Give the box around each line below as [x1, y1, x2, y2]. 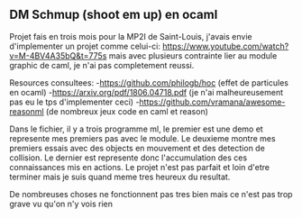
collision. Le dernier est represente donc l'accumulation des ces [9, 152, 248, 163]
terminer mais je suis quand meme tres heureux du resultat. [9, 171, 231, 182]
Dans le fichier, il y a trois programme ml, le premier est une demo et [9, 123, 263, 134]
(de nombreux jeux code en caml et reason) [45, 105, 209, 116]
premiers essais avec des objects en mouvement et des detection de [9, 142, 266, 153]
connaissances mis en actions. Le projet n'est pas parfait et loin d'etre [9, 161, 270, 172]
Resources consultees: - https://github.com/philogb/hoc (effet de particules [9, 77, 288, 88]
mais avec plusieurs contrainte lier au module [108, 50, 278, 61]
